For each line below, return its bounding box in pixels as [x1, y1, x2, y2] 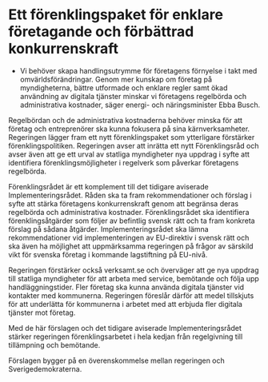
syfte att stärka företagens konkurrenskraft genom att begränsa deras [8, 198, 238, 209]
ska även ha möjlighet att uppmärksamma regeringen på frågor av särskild [8, 241, 254, 251]
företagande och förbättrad [8, 22, 194, 41]
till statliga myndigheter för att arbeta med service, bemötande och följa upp [8, 273, 260, 283]
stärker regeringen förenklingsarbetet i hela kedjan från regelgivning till [8, 332, 243, 341]
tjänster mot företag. [8, 308, 76, 317]
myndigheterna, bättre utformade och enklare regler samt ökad [19, 82, 228, 93]
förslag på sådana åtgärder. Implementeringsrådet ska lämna [8, 224, 210, 233]
